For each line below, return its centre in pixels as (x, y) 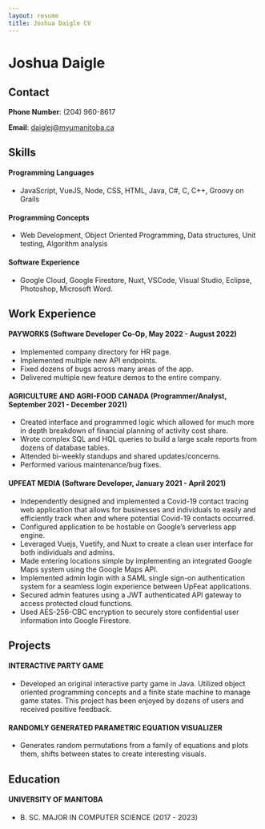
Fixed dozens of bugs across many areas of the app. (106, 369)
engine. (32, 535)
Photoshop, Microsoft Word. (66, 289)
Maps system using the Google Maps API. (89, 569)
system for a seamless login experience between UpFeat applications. (136, 586)
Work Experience (52, 313)
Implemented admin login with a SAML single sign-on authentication (132, 577)
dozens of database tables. (65, 448)
